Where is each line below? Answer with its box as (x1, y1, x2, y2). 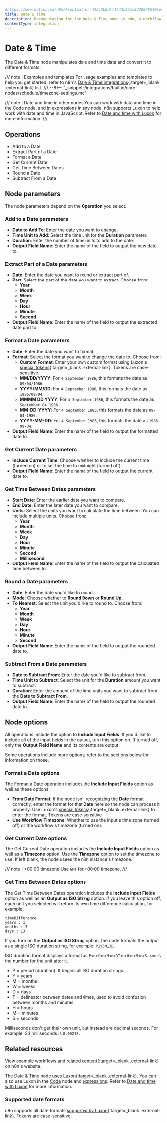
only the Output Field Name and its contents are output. (5, 742, 120, 748)
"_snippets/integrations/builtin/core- (63, 85, 138, 91)
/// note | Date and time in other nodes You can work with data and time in (5, 100, 157, 106)
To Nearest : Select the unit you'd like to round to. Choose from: (12, 600, 143, 606)
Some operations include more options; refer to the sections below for (5, 752, 149, 758)
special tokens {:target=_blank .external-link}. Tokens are (19, 364, 136, 370)
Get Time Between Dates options (5, 879, 86, 886)
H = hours (12, 1004, 33, 1011)
